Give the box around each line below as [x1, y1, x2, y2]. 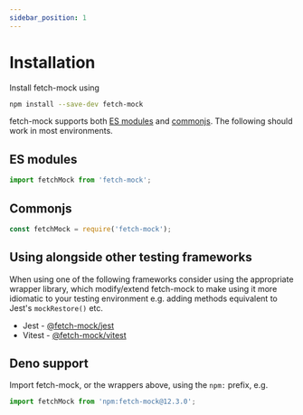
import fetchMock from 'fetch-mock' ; [9, 175, 152, 185]
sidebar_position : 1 [9, 13, 88, 23]
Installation [9, 52, 96, 72]
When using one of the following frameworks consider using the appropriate [9, 273, 294, 285]
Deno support [9, 356, 89, 372]
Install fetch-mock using [9, 82, 99, 93]
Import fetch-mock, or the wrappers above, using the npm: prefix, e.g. [9, 380, 269, 391]
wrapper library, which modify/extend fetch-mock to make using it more [9, 283, 278, 294]
